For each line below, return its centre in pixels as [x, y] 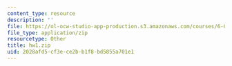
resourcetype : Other [37, 39]
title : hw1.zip [29, 45]
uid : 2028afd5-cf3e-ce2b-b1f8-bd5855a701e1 [71, 52]
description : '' [30, 20]
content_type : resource [41, 13]
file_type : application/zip [48, 33]
